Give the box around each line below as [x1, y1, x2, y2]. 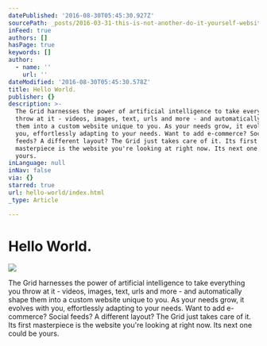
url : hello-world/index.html [8, 188, 105, 197]
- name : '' [15, 63, 52, 71]
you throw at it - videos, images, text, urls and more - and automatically [8, 286, 242, 296]
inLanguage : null [8, 160, 66, 167]
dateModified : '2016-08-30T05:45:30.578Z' [8, 78, 151, 86]
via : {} [8, 174, 34, 183]
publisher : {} [8, 93, 56, 101]
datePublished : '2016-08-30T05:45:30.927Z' [8, 11, 155, 20]
